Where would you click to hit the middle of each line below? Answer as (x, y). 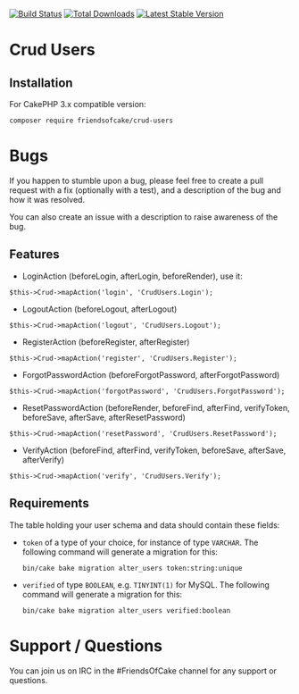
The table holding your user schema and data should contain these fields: (145, 525)
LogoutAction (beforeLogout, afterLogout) (100, 309)
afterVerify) (43, 459)
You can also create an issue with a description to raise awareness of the (144, 217)
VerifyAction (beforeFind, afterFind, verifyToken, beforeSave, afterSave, (154, 450)
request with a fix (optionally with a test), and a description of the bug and (145, 190)
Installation (41, 83)
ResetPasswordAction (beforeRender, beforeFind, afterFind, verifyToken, (156, 407)
